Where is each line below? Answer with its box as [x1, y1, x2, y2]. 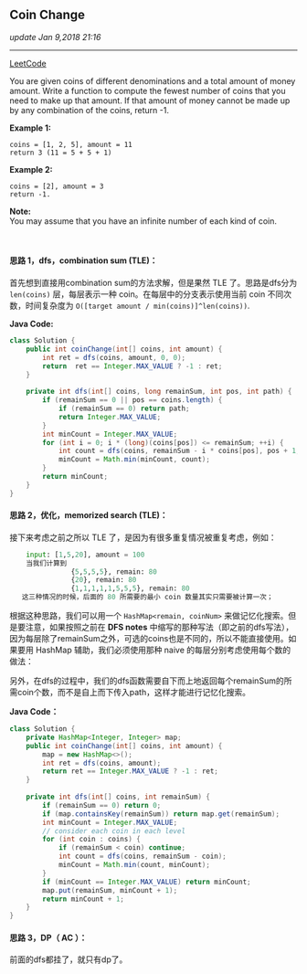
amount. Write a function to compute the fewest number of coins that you [9, 85, 286, 96]
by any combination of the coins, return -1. [9, 104, 169, 115]
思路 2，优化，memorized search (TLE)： [9, 510, 168, 521]
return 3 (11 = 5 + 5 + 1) [9, 148, 112, 157]
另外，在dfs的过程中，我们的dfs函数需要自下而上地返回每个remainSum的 [9, 675, 285, 686]
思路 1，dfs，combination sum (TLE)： [9, 255, 158, 266]
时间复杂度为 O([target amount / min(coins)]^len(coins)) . [25, 301, 250, 312]
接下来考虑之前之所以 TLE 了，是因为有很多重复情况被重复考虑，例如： [9, 532, 277, 543]
